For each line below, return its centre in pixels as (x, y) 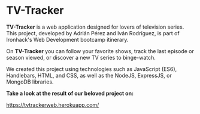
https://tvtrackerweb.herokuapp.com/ (53, 104)
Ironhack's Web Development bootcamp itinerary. (67, 39)
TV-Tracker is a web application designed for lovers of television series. (95, 27)
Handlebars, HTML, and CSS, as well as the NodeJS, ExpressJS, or (89, 75)
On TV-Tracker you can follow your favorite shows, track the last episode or (100, 51)
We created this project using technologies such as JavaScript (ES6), (92, 69)
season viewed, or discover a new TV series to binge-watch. (81, 57)
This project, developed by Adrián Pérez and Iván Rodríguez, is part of (93, 33)
